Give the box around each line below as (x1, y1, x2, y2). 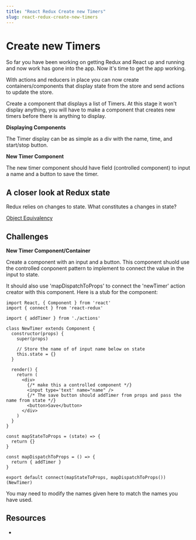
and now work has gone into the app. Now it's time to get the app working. (6, 65, 186, 72)
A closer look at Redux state (6, 187, 111, 197)
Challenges (6, 231, 49, 241)
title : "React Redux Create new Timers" (6, 8, 106, 15)
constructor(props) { (11, 331, 64, 337)
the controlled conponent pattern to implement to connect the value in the (6, 265, 184, 272)
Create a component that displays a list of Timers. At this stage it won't (6, 100, 177, 107)
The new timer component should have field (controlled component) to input (6, 164, 190, 171)
